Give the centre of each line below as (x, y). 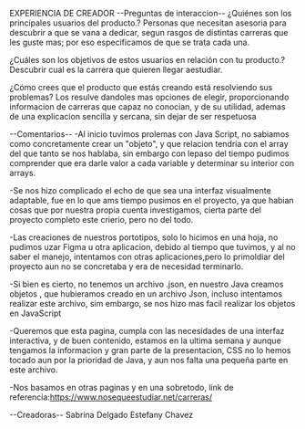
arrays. (23, 173)
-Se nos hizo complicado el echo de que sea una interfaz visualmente (140, 190)
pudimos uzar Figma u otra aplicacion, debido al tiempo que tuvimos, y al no (152, 247)
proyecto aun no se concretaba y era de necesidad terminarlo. (127, 267)
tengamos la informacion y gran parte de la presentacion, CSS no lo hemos (150, 350)
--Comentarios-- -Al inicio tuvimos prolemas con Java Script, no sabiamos (149, 134)
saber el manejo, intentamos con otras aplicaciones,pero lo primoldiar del (147, 256)
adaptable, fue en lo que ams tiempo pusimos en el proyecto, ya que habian (152, 200)
